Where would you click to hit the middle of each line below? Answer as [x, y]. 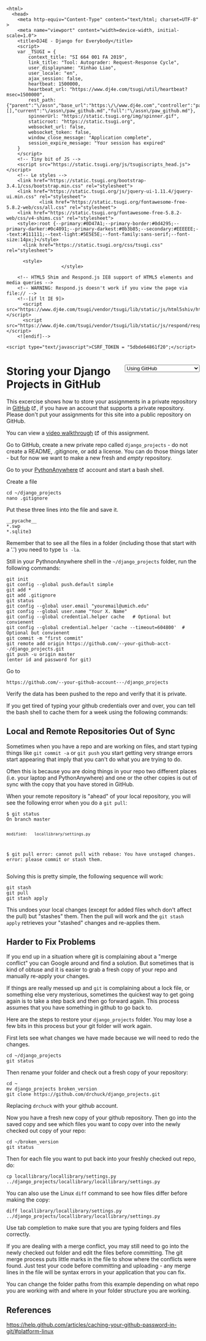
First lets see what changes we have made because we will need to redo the [103, 1038]
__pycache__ [21, 521]
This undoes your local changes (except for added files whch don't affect [99, 910]
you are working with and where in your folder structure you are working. [99, 1291]
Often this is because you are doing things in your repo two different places [102, 771]
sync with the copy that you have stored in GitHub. [70, 784]
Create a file [22, 481]
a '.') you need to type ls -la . [44, 549]
